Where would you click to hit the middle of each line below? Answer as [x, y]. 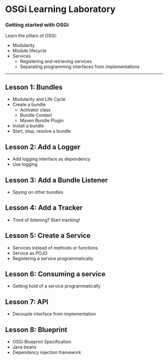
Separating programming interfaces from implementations [80, 67]
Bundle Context [36, 115]
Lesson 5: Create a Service [48, 236]
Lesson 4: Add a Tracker [44, 208]
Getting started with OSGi [37, 25]
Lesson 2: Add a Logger [43, 147]
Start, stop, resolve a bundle [41, 131]
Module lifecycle [29, 51]
